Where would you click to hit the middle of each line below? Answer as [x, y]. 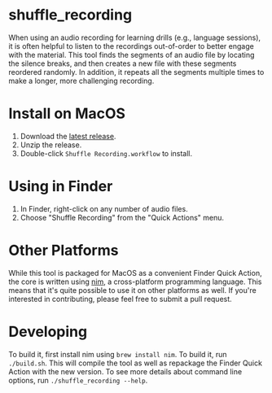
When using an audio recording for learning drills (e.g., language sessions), [135, 37]
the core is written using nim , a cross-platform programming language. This [135, 282]
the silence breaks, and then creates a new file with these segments [123, 63]
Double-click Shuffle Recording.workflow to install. [106, 153]
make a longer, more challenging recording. [81, 81]
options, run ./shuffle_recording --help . [78, 380]
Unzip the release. [51, 145]
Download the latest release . [68, 136]
